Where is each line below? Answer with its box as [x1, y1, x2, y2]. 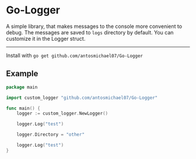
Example [6, 69, 38, 79]
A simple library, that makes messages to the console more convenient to [6, 23, 183, 30]
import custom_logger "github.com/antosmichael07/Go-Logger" [6, 94, 158, 101]
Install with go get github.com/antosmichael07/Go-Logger [6, 52, 143, 59]
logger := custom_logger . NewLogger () [16, 111, 108, 116]
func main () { [6, 105, 41, 111]
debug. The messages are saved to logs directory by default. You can [6, 29, 174, 36]
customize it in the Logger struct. [6, 35, 86, 42]
